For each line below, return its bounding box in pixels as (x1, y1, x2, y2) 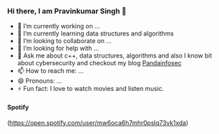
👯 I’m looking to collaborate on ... (17, 37, 112, 45)
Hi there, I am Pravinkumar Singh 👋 (7, 6, 127, 16)
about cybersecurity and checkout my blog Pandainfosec (17, 59, 182, 67)
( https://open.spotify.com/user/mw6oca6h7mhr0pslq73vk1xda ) (7, 118, 189, 127)
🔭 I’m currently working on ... (17, 22, 100, 31)
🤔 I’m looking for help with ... (17, 44, 99, 53)
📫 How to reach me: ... (17, 67, 84, 75)
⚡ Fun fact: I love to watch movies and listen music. (17, 85, 165, 93)
